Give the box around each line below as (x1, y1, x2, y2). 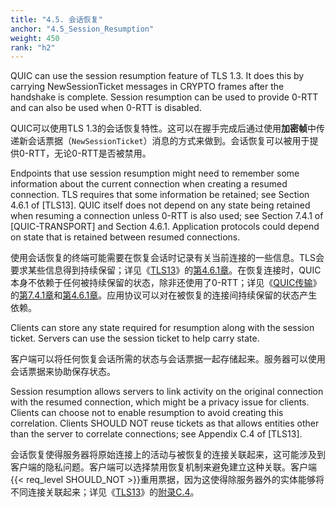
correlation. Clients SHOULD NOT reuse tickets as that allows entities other (10, 417, 320, 430)
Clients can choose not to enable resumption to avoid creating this (10, 407, 284, 419)
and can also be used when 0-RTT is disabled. (10, 102, 202, 114)
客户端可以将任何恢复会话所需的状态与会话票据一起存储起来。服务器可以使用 (10, 353, 326, 365)
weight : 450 (10, 33, 60, 43)
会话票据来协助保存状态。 (10, 366, 116, 378)
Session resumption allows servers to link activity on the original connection (10, 386, 324, 398)
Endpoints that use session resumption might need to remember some (10, 167, 300, 180)
